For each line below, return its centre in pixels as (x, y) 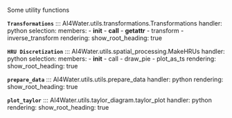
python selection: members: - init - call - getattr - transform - (96, 31)
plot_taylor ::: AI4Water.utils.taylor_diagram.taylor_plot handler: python (110, 100)
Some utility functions (38, 10)
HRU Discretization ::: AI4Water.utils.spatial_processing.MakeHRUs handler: (116, 51)
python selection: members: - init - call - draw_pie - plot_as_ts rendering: (111, 59)
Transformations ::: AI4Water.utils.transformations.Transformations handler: (115, 23)
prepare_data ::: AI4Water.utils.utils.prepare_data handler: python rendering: (115, 79)
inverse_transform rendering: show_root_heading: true (85, 38)
